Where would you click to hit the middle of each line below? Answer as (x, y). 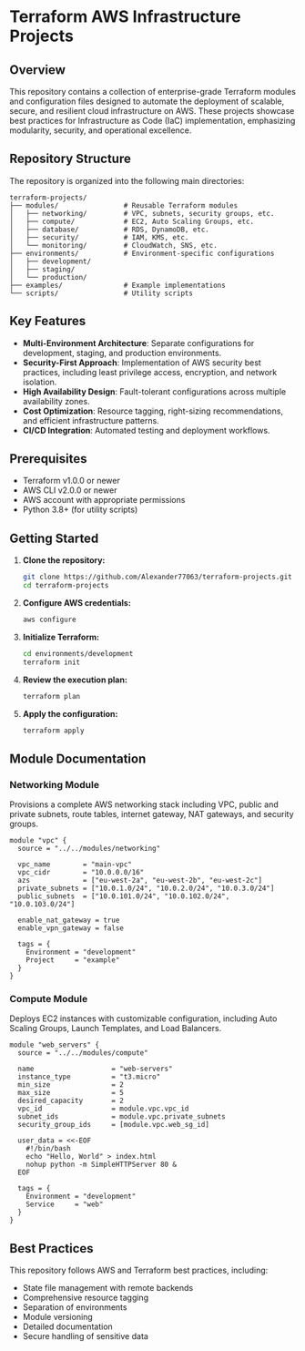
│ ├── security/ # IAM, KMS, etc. (99, 237)
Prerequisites (48, 459)
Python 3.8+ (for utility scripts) (80, 510)
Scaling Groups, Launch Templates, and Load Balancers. (116, 1029)
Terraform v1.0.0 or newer (71, 481)
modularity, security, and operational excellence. (101, 130)
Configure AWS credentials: (77, 603)
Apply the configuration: (70, 713)
